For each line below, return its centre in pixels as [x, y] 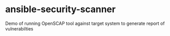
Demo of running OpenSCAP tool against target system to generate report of [85, 23]
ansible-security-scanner [60, 9]
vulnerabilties [19, 28]
